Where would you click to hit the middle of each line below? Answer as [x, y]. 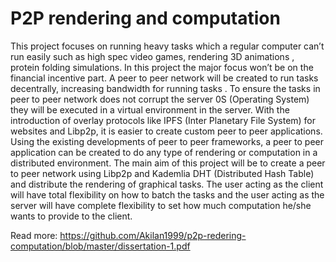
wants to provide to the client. [71, 216]
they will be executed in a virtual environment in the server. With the [150, 109]
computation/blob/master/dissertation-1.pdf [100, 246]
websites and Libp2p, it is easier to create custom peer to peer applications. [166, 131]
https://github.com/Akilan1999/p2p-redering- [153, 235]
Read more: [34, 235]
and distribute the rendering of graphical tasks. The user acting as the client [167, 184]
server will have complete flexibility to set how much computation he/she [161, 205]
